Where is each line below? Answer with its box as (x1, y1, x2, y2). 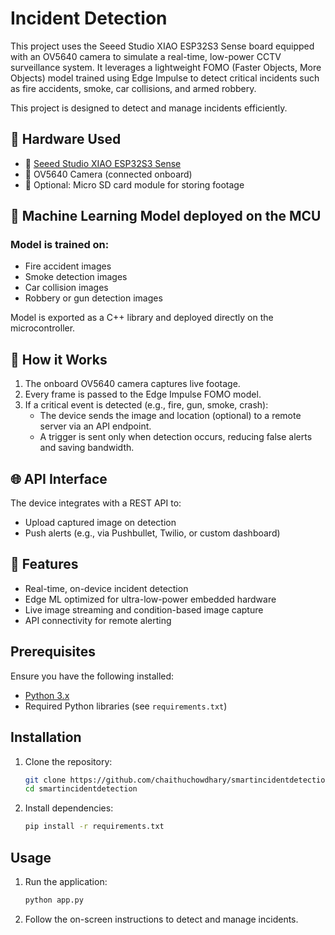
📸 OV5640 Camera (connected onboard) (24, 168, 193, 180)
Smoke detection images (24, 271, 128, 283)
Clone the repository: (24, 755, 113, 767)
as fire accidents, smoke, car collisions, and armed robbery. (10, 82, 257, 94)
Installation (10, 729, 82, 746)
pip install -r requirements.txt (24, 822, 165, 832)
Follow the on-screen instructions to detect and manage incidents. (24, 913, 299, 925)
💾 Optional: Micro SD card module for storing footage (24, 178, 245, 191)
